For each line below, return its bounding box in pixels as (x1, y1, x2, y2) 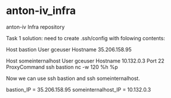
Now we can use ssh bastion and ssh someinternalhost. (6, 75, 140, 82)
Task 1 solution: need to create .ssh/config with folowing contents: (6, 34, 165, 41)
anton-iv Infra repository (6, 23, 65, 30)
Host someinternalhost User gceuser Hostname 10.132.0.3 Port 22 (6, 57, 165, 64)
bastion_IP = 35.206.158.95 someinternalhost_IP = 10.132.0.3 (6, 86, 151, 93)
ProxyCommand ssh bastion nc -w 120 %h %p (6, 63, 118, 71)
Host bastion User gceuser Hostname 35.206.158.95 (6, 45, 132, 53)
